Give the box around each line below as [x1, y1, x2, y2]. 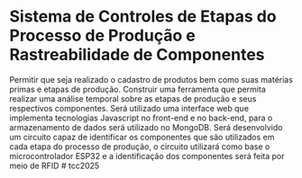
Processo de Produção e [9, 25, 196, 46]
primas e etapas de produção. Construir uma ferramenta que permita [9, 84, 266, 94]
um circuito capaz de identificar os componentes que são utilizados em [9, 131, 275, 142]
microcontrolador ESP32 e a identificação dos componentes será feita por [9, 150, 285, 161]
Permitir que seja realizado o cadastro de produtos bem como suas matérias [9, 74, 293, 85]
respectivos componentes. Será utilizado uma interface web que [9, 102, 250, 113]
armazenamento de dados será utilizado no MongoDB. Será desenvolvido [9, 121, 283, 132]
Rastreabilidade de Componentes [9, 45, 265, 65]
